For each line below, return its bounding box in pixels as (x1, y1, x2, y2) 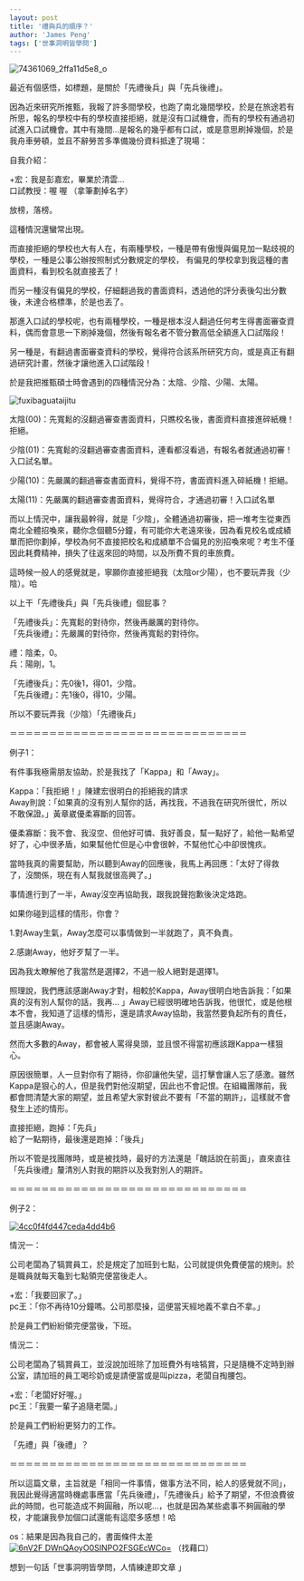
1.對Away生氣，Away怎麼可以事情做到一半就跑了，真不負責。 (9, 927, 238, 939)
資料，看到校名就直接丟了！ (16, 266, 120, 277)
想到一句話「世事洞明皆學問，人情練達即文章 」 (9, 1562, 186, 1573)
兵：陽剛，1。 (9, 659, 61, 669)
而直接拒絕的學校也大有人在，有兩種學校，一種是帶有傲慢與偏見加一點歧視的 (9, 243, 295, 254)
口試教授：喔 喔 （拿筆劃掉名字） (9, 185, 133, 196)
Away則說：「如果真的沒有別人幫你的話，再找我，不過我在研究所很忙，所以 (9, 797, 288, 808)
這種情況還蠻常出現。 (9, 224, 89, 235)
